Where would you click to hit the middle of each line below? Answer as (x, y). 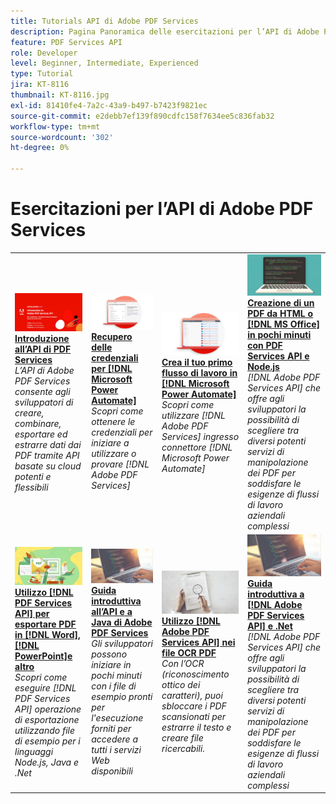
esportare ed (41, 434)
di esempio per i (47, 741)
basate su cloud (48, 466)
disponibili (112, 771)
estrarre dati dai (48, 444)
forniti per (111, 729)
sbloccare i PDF (194, 706)
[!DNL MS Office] (284, 324)
